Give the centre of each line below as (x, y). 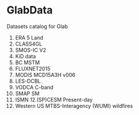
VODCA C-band (34, 87)
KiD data (25, 56)
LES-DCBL (28, 81)
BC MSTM (27, 62)
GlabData (30, 10)
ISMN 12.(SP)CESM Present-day (54, 99)
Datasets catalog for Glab (37, 26)
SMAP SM (27, 93)
